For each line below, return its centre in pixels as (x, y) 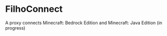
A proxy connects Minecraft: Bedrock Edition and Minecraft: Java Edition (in (84, 23)
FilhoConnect (34, 9)
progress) (15, 28)
